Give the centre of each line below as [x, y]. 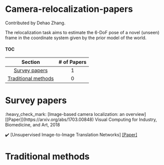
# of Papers [72, 62]
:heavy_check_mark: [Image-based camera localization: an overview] [76, 114]
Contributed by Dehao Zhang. [35, 23]
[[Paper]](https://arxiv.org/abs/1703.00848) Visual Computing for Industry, [81, 119]
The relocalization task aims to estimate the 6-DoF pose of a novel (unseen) [82, 32]
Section [31, 62]
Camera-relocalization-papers [69, 9]
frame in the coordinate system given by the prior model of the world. [76, 38]
